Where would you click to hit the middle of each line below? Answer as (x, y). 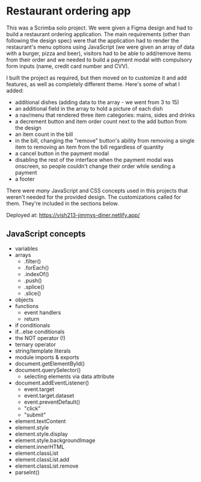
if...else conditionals (40, 332)
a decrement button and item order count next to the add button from (101, 121)
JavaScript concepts (46, 234)
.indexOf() (36, 274)
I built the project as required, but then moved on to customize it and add (97, 78)
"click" (32, 408)
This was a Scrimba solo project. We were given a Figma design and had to (99, 28)
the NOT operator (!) (40, 338)
